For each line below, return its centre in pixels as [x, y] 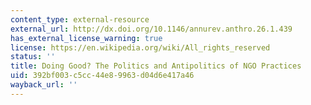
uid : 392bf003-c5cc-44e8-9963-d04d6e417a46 [102, 76]
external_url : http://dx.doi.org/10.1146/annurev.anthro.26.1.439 [151, 29]
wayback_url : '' [44, 85]
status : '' [33, 57]
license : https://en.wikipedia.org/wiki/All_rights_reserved [140, 47]
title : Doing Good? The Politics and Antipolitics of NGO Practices [156, 66]
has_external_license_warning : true [86, 38]
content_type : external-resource [80, 19]
